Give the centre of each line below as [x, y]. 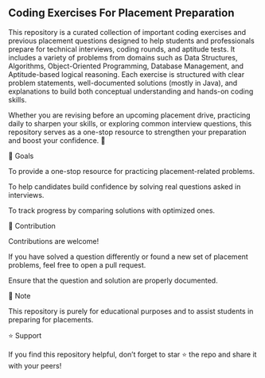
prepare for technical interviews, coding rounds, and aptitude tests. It [122, 49]
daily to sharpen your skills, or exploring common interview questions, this [130, 123]
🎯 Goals [21, 156]
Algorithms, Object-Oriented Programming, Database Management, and [126, 66]
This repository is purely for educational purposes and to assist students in [131, 311]
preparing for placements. [51, 319]
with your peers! [35, 365]
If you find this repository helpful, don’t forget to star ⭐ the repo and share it [132, 354]
